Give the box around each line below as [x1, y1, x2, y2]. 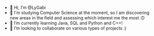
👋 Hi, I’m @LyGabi [9, 5, 46, 10]
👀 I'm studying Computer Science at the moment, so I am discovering [9, 10, 150, 16]
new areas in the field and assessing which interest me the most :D [9, 15, 145, 20]
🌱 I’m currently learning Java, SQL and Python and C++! [9, 20, 123, 26]
